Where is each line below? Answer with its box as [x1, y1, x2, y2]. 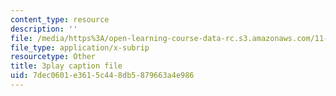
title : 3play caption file [10, 61, 123, 71]
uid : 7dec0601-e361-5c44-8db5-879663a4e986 [10, 71, 195, 81]
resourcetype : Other [10, 52, 97, 62]
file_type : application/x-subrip [10, 42, 150, 53]
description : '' [10, 24, 78, 34]
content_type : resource [10, 14, 110, 25]
